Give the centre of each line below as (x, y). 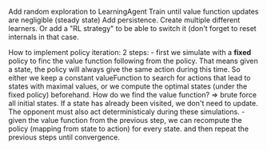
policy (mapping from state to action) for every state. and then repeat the (129, 128)
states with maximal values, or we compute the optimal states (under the (128, 86)
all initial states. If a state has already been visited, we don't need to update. (133, 103)
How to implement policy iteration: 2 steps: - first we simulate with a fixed (130, 52)
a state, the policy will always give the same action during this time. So (125, 69)
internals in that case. (44, 37)
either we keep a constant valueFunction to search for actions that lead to (130, 78)
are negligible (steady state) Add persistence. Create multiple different (124, 20)
